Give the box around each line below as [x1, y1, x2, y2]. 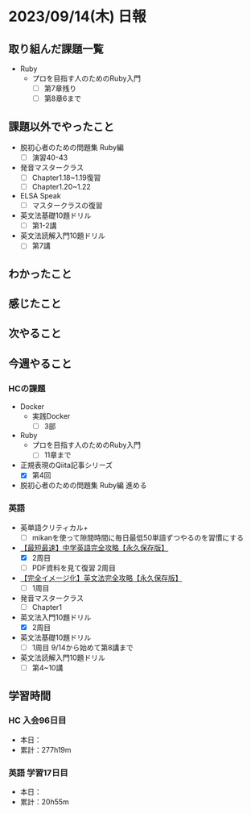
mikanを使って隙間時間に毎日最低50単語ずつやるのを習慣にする [31, 532, 244, 542]
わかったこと [8, 267, 72, 281]
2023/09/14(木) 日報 [8, 7, 146, 26]
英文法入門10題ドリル [19, 612, 92, 622]
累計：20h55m [19, 797, 70, 807]
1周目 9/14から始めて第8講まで [31, 643, 134, 653]
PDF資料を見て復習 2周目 [31, 562, 117, 573]
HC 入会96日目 [8, 715, 67, 726]
